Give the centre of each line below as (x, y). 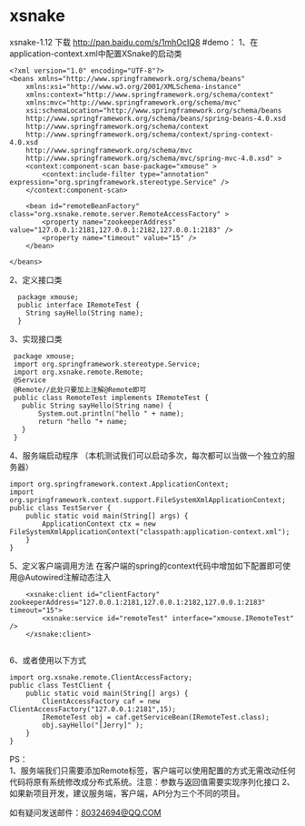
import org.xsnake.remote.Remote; (79, 372)
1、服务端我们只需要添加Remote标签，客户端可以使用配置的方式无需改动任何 (152, 771)
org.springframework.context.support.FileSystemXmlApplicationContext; (148, 500)
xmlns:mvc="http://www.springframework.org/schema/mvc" (134, 102)
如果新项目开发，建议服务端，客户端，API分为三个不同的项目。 (127, 793)
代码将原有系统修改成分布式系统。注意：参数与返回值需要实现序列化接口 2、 (152, 781)
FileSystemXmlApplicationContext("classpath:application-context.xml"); (150, 532)
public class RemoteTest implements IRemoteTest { (111, 398)
